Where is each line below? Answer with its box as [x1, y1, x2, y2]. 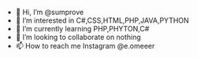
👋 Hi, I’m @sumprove [15, 8, 84, 16]
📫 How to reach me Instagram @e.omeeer [15, 42, 155, 50]
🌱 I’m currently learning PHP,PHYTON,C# [15, 24, 150, 33]
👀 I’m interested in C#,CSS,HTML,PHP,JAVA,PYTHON [15, 16, 189, 25]
